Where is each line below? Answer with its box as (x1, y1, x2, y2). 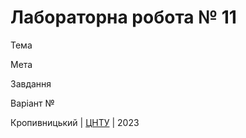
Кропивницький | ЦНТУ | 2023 (10, 116, 140, 128)
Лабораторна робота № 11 (10, 6, 237, 29)
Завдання (10, 77, 52, 90)
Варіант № (10, 97, 55, 109)
